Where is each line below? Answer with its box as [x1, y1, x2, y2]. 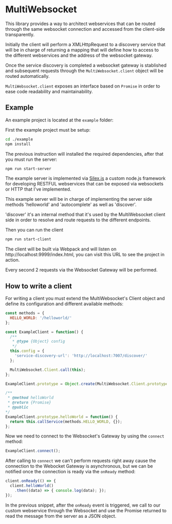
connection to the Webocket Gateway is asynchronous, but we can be [5, 463, 153, 469]
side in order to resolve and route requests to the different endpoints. [5, 217, 151, 223]
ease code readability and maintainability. [5, 88, 93, 94]
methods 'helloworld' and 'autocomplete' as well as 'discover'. [5, 201, 137, 208]
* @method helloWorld [7, 395, 54, 401]
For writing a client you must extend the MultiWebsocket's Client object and [5, 296, 165, 302]
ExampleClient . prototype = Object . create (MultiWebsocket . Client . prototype [5, 381, 168, 386]
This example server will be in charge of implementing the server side [5, 196, 153, 202]
